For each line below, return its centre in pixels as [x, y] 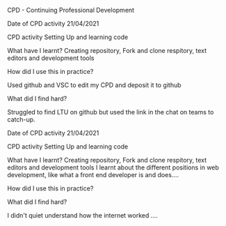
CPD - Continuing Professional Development [71, 10]
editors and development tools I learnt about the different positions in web [113, 167]
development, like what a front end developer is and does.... [93, 175]
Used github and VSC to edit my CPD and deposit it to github [95, 85]
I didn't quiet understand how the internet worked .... [83, 215]
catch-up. [22, 119]
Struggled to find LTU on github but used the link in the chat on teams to [111, 112]
